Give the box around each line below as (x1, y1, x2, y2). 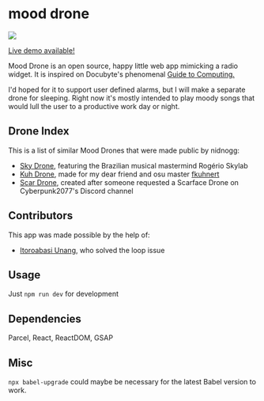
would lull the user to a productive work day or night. (8, 101, 180, 111)
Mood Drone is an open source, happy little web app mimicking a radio (8, 61, 239, 70)
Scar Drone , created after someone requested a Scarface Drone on (19, 177, 239, 187)
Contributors (8, 209, 74, 222)
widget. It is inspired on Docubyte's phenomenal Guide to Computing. (8, 69, 236, 79)
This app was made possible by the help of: (8, 230, 150, 240)
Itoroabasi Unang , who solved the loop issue (19, 245, 165, 255)
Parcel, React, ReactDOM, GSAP (8, 333, 113, 342)
